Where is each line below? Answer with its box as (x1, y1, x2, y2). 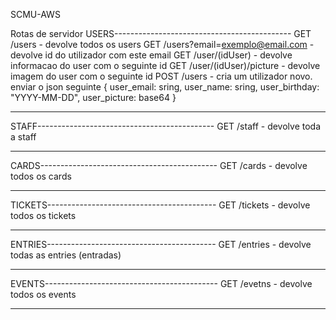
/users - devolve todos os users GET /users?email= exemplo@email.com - (10, 39, 315, 50)
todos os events (10, 289, 77, 300)
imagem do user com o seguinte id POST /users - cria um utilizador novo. (10, 70, 313, 82)
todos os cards (10, 170, 72, 182)
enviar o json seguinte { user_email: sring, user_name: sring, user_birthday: (10, 81, 320, 93)
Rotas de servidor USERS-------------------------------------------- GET (10, 28, 312, 39)
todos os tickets (10, 210, 77, 221)
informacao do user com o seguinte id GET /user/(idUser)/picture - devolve (10, 60, 321, 71)
